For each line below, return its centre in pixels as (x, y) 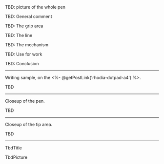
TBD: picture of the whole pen (35, 7)
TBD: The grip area (24, 26)
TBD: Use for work (24, 54)
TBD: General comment (29, 16)
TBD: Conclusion (22, 64)
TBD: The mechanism (27, 45)
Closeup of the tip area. (29, 124)
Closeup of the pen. (25, 101)
